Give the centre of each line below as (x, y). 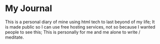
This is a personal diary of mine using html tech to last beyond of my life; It (80, 22)
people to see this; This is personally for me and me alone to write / (73, 32)
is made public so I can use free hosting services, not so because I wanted (80, 27)
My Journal (29, 8)
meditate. (15, 37)
